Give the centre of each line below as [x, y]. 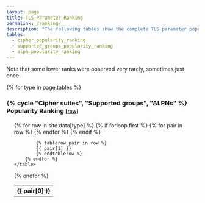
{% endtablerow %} [59, 154]
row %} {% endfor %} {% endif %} [58, 132]
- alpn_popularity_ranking [46, 52]
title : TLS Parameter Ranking [45, 18]
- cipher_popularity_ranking [49, 40]
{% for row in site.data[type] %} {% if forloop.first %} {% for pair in [99, 125]
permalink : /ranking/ [34, 23]
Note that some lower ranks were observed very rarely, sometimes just [95, 69]
